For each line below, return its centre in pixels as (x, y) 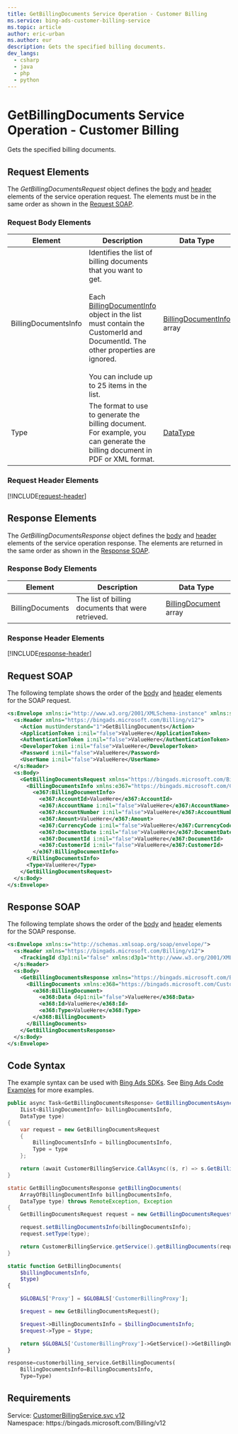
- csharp (27, 60)
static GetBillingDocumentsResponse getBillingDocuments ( (95, 1188)
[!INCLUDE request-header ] (47, 496)
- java (23, 67)
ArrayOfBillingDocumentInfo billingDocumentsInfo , (96, 1195)
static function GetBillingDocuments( (64, 1266)
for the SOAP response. (42, 932)
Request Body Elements (49, 223)
